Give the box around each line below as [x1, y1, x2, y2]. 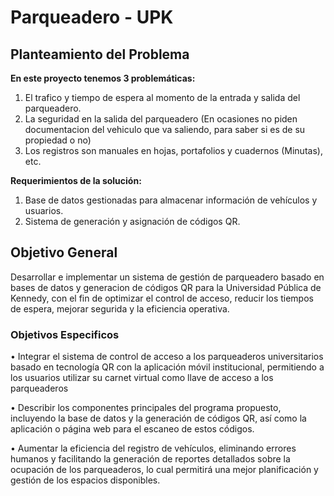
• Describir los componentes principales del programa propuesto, [10, 402, 282, 414]
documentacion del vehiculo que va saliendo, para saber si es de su [24, 124, 306, 135]
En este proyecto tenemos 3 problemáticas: [10, 72, 196, 84]
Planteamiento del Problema [10, 46, 190, 63]
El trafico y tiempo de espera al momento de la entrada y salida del [24, 92, 301, 103]
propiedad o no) [24, 134, 92, 146]
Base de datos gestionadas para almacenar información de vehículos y [24, 194, 318, 206]
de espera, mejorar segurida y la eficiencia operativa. [10, 302, 230, 315]
